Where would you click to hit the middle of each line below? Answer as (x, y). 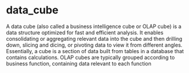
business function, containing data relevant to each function (79, 63)
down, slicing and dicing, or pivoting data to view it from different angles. (95, 45)
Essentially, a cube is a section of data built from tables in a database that (95, 51)
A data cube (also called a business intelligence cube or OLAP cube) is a (94, 26)
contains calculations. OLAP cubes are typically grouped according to (90, 57)
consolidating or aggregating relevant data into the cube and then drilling (94, 39)
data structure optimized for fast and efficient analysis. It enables (85, 32)
